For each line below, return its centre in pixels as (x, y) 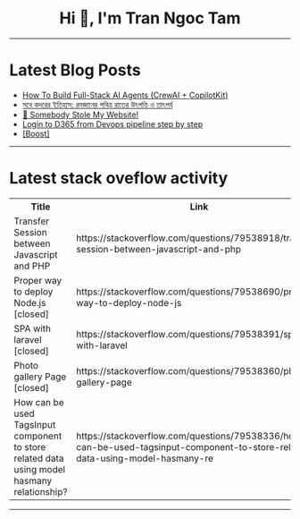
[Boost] (36, 133)
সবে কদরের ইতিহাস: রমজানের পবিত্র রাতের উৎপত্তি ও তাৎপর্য (97, 104)
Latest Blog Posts (75, 70)
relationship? (41, 491)
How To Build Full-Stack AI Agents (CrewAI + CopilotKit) (125, 95)
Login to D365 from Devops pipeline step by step (112, 123)
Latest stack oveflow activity (119, 179)
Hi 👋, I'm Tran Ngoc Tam (150, 18)
